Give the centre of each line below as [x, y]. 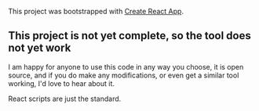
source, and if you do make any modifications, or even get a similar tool [124, 75]
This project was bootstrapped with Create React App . [96, 11]
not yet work [40, 48]
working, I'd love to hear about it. [62, 83]
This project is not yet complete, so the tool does [129, 36]
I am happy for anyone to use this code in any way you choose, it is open [126, 66]
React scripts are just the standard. [65, 98]
